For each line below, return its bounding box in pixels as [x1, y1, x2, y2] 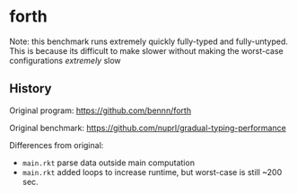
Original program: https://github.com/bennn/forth [9, 105, 191, 116]
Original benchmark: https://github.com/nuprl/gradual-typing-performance [9, 122, 287, 133]
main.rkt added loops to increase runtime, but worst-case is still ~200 [22, 166, 283, 177]
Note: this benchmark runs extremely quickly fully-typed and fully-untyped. [9, 36, 289, 47]
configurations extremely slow [9, 55, 121, 66]
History [9, 81, 52, 96]
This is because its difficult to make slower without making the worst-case [9, 45, 284, 56]
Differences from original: [9, 139, 104, 150]
